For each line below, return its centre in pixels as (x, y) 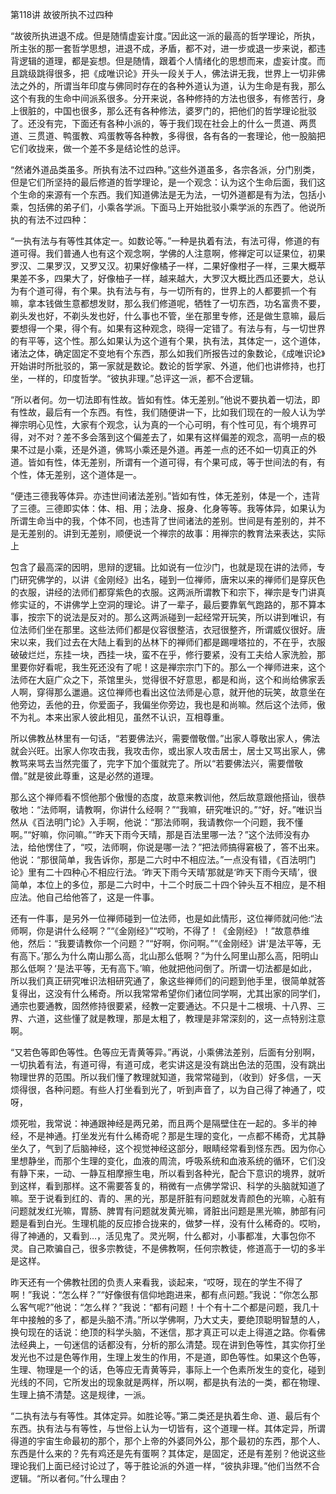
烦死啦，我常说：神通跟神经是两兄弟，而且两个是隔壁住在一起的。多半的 (159, 1123)
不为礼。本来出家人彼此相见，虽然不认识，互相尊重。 (120, 717)
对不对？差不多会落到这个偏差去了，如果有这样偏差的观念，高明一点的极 (176, 437)
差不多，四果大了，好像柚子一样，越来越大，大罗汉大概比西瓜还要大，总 (167, 278)
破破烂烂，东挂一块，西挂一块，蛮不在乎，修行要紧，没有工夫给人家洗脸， (163, 654)
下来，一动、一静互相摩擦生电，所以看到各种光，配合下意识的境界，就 (172, 1173)
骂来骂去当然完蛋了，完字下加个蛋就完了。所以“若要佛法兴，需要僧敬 (161, 763)
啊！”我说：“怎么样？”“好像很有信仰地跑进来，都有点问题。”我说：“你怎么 (160, 1294)
